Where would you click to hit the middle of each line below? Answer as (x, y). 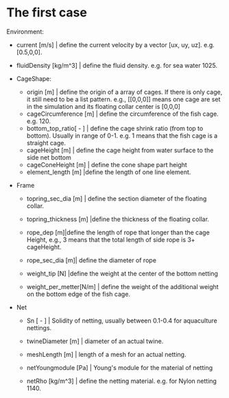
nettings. (39, 327)
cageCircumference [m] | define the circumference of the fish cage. (122, 114)
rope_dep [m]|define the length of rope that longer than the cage (118, 232)
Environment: (25, 32)
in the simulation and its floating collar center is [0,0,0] (104, 106)
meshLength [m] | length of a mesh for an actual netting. (106, 354)
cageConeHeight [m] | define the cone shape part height (107, 164)
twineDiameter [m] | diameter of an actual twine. (95, 341)
